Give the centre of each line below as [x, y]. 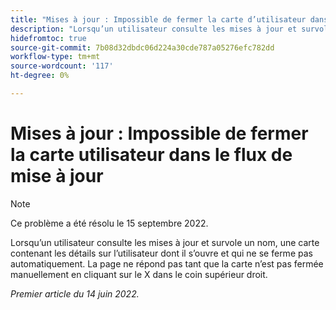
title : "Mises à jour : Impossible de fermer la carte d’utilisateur [158, 19]
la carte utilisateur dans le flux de [151, 155]
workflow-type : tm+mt [55, 57]
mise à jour [57, 176]
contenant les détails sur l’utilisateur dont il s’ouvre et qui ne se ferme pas [161, 253]
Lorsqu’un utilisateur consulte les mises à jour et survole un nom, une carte [165, 242]
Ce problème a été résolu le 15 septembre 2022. [109, 223]
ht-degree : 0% [40, 76]
